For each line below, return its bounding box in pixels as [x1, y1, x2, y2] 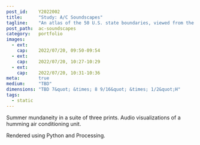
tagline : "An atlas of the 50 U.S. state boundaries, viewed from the [6, 20, 195, 26]
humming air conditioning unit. [6, 120, 81, 127]
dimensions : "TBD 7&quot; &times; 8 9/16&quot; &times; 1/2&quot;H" [6, 87, 181, 92]
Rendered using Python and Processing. [6, 132, 106, 139]
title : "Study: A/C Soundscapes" [6, 14, 103, 20]
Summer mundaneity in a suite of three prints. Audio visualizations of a [6, 114, 181, 121]
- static [11, 97, 34, 103]
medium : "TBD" [6, 81, 52, 87]
